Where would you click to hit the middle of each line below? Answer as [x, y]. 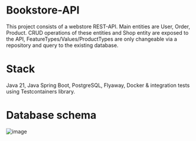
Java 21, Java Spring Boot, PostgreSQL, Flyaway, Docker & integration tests [98, 85]
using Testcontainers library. [41, 91]
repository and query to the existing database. [62, 45]
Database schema [51, 115]
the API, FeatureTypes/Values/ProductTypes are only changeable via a [92, 39]
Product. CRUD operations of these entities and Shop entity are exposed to [97, 32]
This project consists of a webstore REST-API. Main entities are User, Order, [98, 26]
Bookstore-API [43, 10]
